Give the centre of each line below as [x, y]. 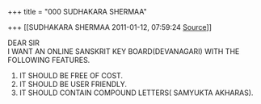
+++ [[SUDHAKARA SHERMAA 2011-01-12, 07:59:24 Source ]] [109, 27]
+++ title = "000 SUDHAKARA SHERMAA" [77, 12]
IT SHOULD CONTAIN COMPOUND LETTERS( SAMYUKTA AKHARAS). [136, 93]
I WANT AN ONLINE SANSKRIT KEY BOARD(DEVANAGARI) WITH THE [124, 51]
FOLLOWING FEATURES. [49, 60]
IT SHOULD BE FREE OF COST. [71, 75]
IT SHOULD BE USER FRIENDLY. [73, 84]
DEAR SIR [23, 43]
